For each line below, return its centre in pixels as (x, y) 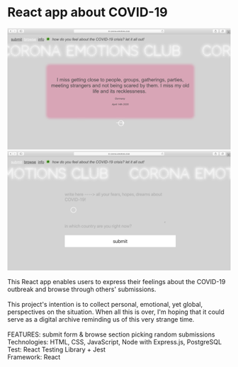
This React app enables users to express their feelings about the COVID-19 (117, 281)
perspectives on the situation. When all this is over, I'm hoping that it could (116, 312)
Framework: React (34, 357)
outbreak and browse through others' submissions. (82, 289)
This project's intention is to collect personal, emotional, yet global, (105, 304)
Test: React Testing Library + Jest (57, 349)
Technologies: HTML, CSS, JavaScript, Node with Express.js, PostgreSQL (114, 341)
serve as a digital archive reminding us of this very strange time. (101, 319)
